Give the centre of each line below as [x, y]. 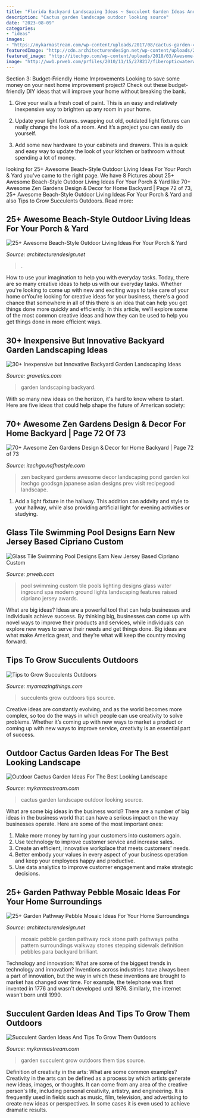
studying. [26, 513]
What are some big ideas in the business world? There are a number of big [98, 811]
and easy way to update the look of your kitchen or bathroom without [100, 151]
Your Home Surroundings [54, 901]
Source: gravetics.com [34, 376]
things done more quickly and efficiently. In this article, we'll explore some [97, 309]
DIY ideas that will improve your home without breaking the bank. [106, 91]
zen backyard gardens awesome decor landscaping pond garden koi [105, 477]
